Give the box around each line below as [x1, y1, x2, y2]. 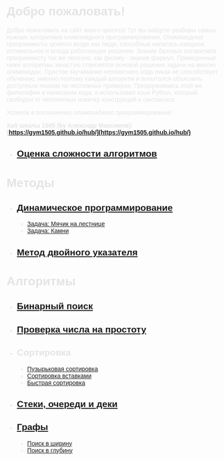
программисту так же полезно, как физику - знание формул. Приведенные [6, 53, 216, 62]
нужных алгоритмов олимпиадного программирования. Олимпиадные [6, 33, 204, 41]
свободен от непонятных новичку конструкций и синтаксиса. [6, 95, 177, 103]
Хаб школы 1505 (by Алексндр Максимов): [6, 121, 133, 129]
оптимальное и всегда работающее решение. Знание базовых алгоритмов [6, 46, 217, 55]
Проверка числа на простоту [16, 324, 147, 335]
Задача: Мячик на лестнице [26, 220, 105, 228]
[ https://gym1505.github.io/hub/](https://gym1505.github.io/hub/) [6, 128, 191, 136]
